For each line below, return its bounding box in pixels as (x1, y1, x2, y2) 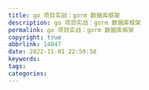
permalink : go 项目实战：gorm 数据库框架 (8, 26, 134, 34)
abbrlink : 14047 (8, 41, 61, 49)
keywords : (8, 56, 41, 63)
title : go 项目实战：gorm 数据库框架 (8, 11, 121, 20)
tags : (8, 63, 26, 70)
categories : (8, 70, 47, 77)
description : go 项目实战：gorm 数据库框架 (8, 19, 142, 27)
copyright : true (8, 33, 61, 41)
